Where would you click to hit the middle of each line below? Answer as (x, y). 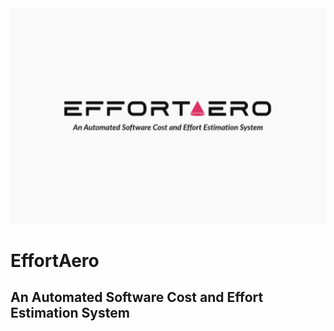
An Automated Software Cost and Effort (137, 297)
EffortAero (55, 260)
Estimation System (70, 312)
